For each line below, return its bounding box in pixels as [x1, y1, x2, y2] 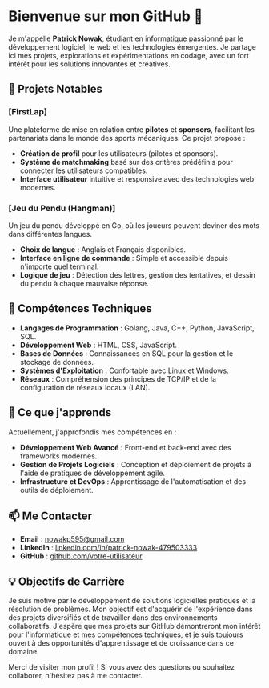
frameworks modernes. [19, 451, 98, 461]
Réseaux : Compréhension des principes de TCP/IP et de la [19, 374, 217, 383]
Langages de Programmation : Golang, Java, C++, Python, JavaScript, [19, 323, 255, 333]
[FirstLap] [8, 106, 48, 118]
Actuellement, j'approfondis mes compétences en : [8, 427, 177, 437]
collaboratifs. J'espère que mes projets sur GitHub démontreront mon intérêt [8, 622, 261, 631]
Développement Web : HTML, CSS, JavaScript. [19, 340, 178, 350]
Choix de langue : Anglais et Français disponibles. [19, 244, 187, 254]
